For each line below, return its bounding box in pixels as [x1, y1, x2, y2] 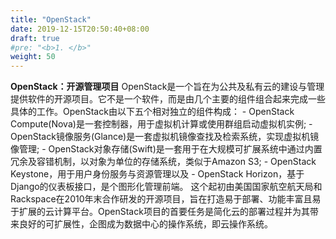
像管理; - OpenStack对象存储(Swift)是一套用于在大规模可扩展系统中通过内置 [10, 143, 323, 155]
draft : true [10, 33, 60, 43]
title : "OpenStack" [10, 14, 92, 25]
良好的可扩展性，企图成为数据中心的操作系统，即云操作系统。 [18, 218, 273, 230]
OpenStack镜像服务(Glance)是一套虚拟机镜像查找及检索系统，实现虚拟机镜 [10, 131, 320, 143]
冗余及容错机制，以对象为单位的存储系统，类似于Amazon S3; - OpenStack [10, 156, 317, 168]
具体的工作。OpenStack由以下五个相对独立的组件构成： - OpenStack [10, 106, 295, 118]
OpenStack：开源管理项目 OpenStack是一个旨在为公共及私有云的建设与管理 [10, 81, 325, 93]
